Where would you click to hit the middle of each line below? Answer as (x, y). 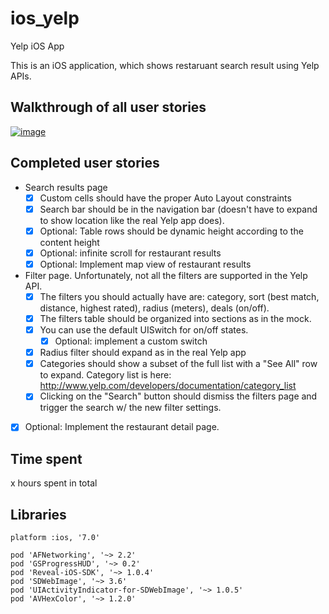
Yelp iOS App (37, 46)
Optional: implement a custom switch (131, 341)
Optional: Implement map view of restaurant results (145, 264)
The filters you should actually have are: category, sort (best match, (179, 296)
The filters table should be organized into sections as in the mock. (175, 318)
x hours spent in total (54, 483)
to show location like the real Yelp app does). (132, 220)
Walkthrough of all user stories (108, 107)
